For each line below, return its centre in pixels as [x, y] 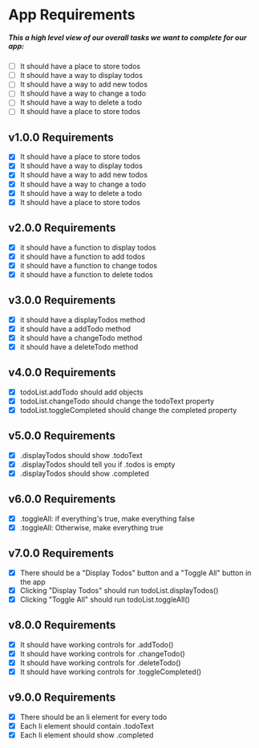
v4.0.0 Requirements [62, 372]
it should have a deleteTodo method [79, 346]
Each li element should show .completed [87, 735]
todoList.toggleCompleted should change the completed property [128, 410]
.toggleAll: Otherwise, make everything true [91, 527]
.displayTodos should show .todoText [81, 455]
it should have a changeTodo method [81, 337]
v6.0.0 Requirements [62, 499]
